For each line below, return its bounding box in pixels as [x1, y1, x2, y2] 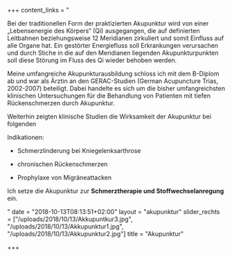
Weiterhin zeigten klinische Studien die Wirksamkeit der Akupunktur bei [7, 112, 212, 121]
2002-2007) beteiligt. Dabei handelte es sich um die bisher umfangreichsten [7, 85, 225, 92]
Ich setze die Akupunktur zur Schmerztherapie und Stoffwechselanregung [7, 187, 224, 195]
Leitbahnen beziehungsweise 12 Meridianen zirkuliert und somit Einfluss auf [7, 34, 224, 42]
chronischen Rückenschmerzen [17, 160, 108, 168]
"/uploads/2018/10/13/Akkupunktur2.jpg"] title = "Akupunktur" [7, 230, 184, 238]
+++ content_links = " [7, 6, 69, 14]
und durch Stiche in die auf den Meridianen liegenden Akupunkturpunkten [7, 48, 219, 57]
